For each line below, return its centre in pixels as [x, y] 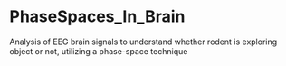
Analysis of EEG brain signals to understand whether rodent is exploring [143, 42]
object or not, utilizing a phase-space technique [99, 51]
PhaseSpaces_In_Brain [97, 17]
